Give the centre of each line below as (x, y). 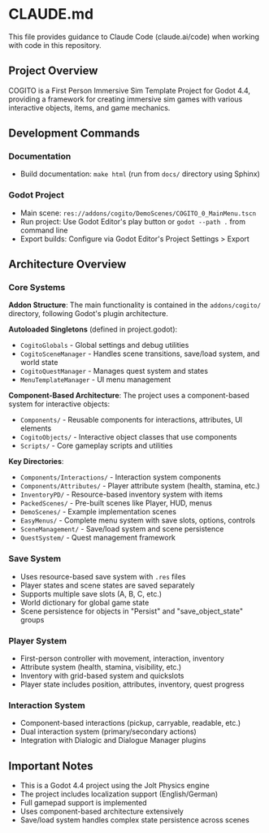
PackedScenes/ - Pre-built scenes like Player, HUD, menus (116, 503)
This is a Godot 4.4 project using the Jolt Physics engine (115, 786)
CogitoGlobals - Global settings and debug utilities (104, 345)
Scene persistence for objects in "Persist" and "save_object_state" (132, 611)
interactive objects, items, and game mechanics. (89, 107)
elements (36, 428)
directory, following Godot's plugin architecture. (89, 314)
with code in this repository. (55, 45)
